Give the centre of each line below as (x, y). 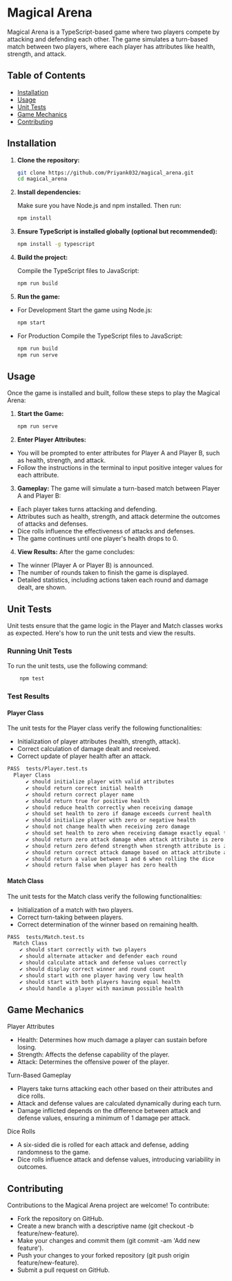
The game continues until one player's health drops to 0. (97, 539)
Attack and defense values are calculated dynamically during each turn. (119, 1103)
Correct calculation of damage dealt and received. (89, 749)
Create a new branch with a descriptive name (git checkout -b (105, 1226)
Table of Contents (47, 76)
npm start (31, 323)
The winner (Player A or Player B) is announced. (85, 565)
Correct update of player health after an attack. (84, 756)
